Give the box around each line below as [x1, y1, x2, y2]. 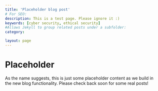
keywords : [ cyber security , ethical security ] [5, 20, 101, 26]
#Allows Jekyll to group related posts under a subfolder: [5, 25, 127, 30]
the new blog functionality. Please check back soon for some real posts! [5, 80, 149, 86]
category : [5, 30, 25, 34]
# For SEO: [5, 12, 27, 16]
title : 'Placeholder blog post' [5, 7, 70, 12]
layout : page [5, 38, 31, 44]
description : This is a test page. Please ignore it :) [5, 16, 120, 21]
